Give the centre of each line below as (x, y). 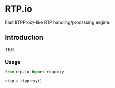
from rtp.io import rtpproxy (34, 72)
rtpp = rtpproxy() (24, 81)
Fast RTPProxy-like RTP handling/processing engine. (58, 22)
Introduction (24, 38)
